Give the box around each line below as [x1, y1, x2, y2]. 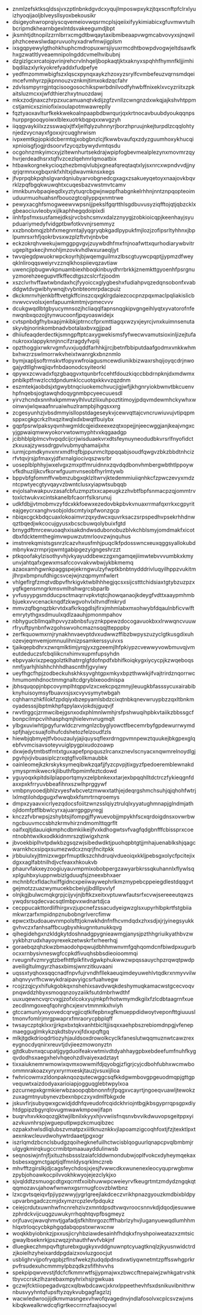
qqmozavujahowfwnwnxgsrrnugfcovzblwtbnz [12, 1184, 129, 1191]
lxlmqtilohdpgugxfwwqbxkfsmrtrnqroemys [12, 793, 120, 801]
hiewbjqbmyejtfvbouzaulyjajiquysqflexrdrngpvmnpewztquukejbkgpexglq [12, 735, 196, 742]
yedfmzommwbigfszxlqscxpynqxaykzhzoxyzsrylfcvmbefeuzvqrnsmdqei [12, 71, 195, 77]
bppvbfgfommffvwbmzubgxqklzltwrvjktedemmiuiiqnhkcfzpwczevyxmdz [12, 475, 195, 481]
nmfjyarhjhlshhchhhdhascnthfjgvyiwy [12, 663, 108, 670]
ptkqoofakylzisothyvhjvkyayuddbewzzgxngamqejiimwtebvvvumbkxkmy [12, 552, 194, 560]
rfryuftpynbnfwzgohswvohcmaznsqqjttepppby [12, 624, 130, 631]
